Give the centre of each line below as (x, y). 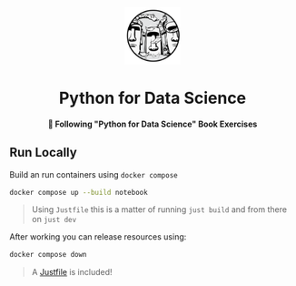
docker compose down (49, 255)
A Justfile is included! (72, 272)
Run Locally (43, 153)
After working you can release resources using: (98, 237)
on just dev (54, 220)
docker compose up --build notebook (79, 192)
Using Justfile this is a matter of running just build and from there (159, 209)
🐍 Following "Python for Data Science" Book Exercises (153, 124)
